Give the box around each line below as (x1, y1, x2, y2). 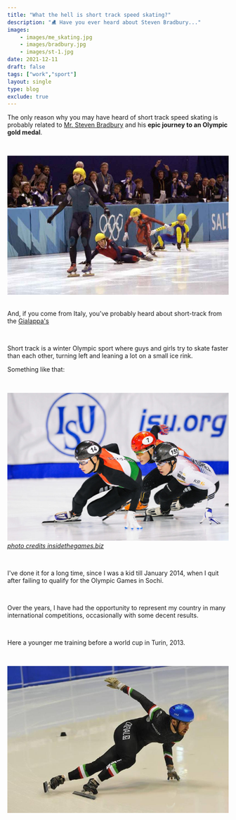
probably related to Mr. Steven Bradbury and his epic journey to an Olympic (7, 120, 228, 130)
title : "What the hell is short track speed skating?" (7, 11, 171, 18)
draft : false (7, 63, 46, 70)
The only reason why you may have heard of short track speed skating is (7, 113, 218, 122)
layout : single (7, 78, 52, 85)
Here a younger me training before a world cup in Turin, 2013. (7, 638, 185, 647)
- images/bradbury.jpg (20, 41, 86, 49)
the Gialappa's (7, 317, 49, 325)
